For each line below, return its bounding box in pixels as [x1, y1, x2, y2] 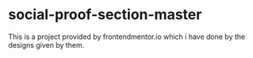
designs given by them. [8, 40, 85, 49]
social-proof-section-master [8, 6, 202, 24]
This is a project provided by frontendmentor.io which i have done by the [8, 32, 246, 41]
